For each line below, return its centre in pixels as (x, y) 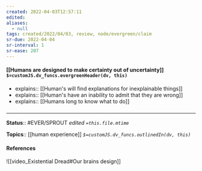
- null (20, 28)
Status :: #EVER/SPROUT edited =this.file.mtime (68, 123)
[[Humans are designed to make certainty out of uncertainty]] (85, 70)
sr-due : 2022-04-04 (31, 40)
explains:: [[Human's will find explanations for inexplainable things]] (99, 88)
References (21, 148)
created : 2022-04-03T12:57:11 (44, 12)
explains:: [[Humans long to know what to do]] (72, 101)
